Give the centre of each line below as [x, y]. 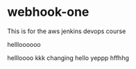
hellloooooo [24, 44]
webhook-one [48, 12]
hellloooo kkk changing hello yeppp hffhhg [68, 58]
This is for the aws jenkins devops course [67, 31]
